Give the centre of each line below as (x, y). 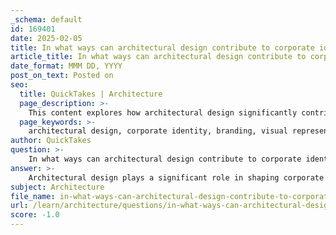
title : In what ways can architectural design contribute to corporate (162, 47)
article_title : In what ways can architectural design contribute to (158, 57)
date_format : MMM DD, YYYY (66, 66)
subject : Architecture (57, 187)
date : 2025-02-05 (46, 38)
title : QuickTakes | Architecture (91, 94)
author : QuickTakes (51, 141)
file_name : (33, 196)
